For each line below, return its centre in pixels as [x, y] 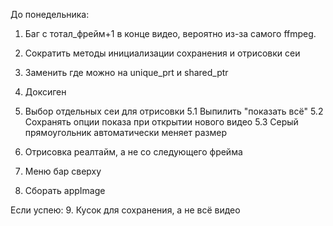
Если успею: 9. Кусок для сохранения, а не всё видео [125, 210]
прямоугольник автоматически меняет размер [126, 132]
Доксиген [45, 92]
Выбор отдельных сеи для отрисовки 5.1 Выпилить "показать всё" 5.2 [174, 111]
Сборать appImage [65, 190]
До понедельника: [50, 14]
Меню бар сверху [63, 171]
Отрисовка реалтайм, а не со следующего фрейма [133, 152]
